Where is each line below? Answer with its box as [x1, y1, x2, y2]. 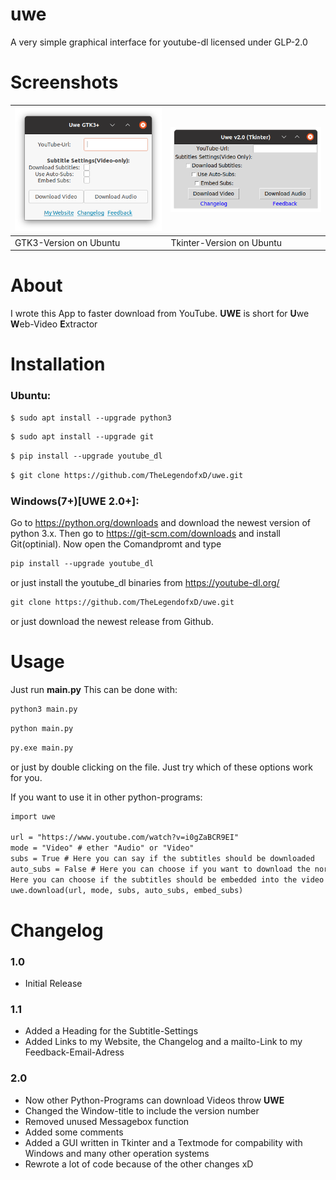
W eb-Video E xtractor [10, 318, 98, 330]
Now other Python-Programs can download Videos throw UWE [24, 1094, 285, 1106]
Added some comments [24, 1126, 124, 1138]
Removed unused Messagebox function [24, 1115, 190, 1127]
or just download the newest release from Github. [10, 616, 214, 628]
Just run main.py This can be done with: [10, 684, 178, 696]
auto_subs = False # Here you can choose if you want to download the [10, 864, 311, 875]
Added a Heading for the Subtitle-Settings [24, 1025, 199, 1037]
